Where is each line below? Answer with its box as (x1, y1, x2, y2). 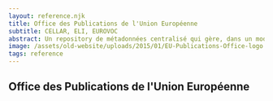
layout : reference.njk (8, 11, 85, 20)
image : (8, 42, 31, 50)
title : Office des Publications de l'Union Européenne (8, 20, 198, 28)
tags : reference (8, 50, 63, 58)
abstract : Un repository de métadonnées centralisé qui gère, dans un (8, 34, 253, 43)
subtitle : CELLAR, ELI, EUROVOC (8, 27, 118, 35)
